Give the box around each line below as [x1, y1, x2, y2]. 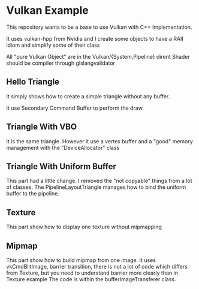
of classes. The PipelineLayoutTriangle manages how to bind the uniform [6, 183, 186, 191]
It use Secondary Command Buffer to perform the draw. [6, 104, 144, 112]
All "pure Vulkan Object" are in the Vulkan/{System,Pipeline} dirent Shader [6, 53, 190, 60]
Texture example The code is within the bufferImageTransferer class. [6, 276, 176, 282]
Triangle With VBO [6, 122, 77, 132]
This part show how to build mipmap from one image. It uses [6, 257, 156, 264]
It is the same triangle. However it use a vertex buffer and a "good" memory [6, 137, 193, 144]
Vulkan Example [6, 4, 89, 17]
